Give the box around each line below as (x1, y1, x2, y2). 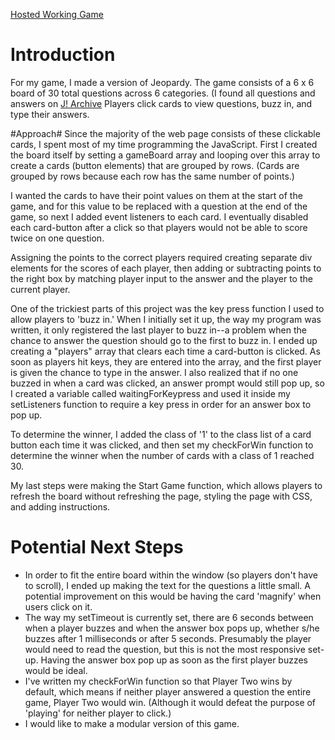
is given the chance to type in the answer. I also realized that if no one (10, 366, 299, 378)
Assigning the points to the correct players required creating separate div (10, 251, 313, 263)
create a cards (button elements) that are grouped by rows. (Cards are (10, 159, 300, 171)
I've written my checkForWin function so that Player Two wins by (24, 675, 293, 687)
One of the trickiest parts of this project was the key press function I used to (10, 302, 325, 314)
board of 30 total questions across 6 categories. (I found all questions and (10, 87, 316, 99)
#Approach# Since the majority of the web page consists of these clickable (10, 127, 321, 139)
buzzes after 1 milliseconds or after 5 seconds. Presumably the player (24, 632, 312, 644)
